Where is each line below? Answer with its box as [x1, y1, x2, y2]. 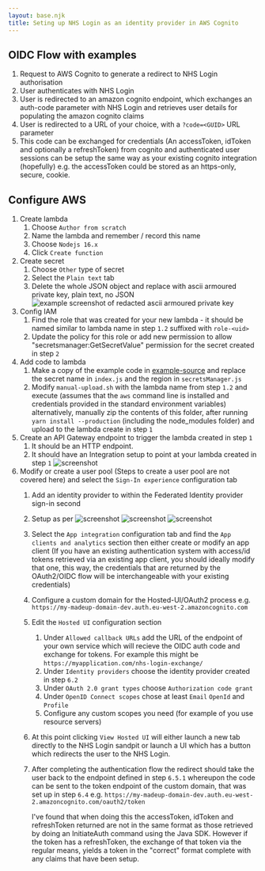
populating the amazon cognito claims [19, 112, 145, 121]
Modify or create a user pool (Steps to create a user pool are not [19, 466, 230, 476]
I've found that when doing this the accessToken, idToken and [31, 812, 234, 822]
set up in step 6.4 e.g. [31, 789, 103, 800]
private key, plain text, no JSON [31, 290, 134, 299]
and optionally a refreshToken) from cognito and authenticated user [19, 145, 240, 154]
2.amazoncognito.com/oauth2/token [31, 798, 146, 806]
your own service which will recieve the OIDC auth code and [43, 641, 240, 651]
